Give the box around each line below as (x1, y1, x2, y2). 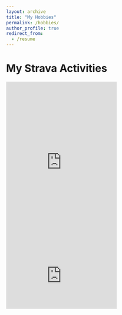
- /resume (11, 36, 35, 42)
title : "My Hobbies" (6, 14, 57, 20)
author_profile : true (6, 25, 60, 31)
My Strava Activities (6, 62, 107, 75)
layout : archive (6, 8, 46, 15)
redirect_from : (6, 31, 44, 37)
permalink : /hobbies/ (6, 20, 60, 25)
